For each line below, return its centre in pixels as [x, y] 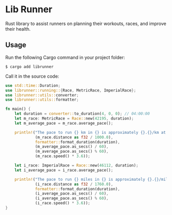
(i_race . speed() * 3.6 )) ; [63, 203]
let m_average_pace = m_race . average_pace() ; [64, 123]
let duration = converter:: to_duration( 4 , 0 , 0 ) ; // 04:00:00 [82, 114]
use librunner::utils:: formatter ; [42, 100]
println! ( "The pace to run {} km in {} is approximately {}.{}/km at [90, 132]
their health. [18, 29]
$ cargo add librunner [29, 67]
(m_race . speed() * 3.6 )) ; [63, 156]
